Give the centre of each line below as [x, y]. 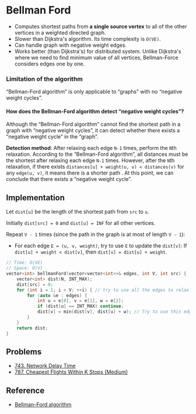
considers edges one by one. [50, 64]
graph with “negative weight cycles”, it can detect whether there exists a [93, 131]
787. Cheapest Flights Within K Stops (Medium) [71, 372]
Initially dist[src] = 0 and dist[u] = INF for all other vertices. [81, 223]
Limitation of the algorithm [44, 78]
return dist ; [32, 328]
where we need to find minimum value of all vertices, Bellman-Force [96, 57]
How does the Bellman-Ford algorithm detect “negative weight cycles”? [95, 111]
